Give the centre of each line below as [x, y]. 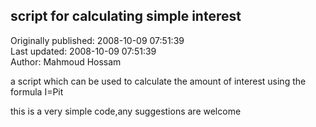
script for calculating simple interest [126, 16]
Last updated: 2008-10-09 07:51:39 [83, 51]
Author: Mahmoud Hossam [66, 61]
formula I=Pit [37, 91]
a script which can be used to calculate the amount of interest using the [158, 81]
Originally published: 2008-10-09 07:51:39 [97, 40]
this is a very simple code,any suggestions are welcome [126, 111]
